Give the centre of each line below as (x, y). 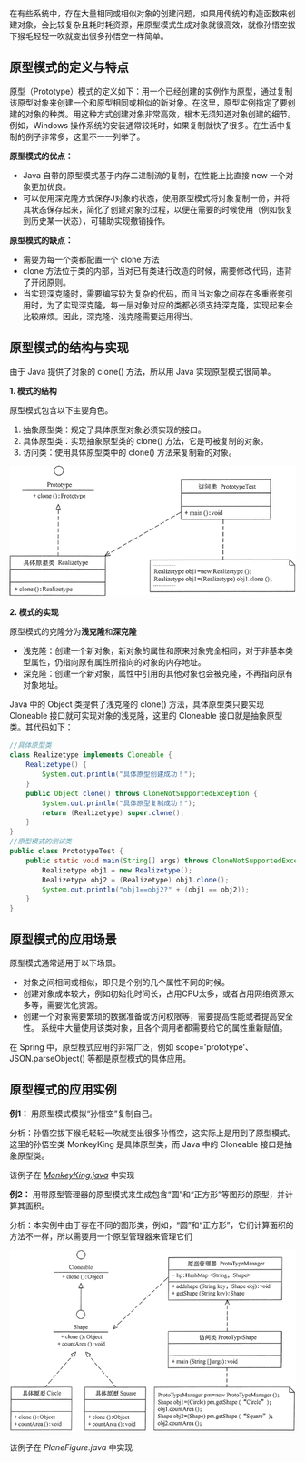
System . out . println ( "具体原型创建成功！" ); (119, 775)
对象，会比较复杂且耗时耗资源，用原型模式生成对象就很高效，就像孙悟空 (152, 25)
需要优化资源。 (74, 1005)
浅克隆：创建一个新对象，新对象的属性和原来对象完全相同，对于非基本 (154, 651)
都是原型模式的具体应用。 (143, 1059)
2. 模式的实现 (34, 612)
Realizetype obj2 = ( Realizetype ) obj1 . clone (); (136, 880)
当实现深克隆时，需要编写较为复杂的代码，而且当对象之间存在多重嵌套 (154, 293)
